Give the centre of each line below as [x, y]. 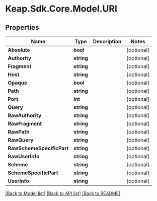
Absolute [19, 50]
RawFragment [25, 124]
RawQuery [21, 140]
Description [107, 42]
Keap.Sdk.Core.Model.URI [61, 9]
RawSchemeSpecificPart [38, 148]
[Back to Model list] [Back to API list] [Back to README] [63, 193]
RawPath [19, 132]
